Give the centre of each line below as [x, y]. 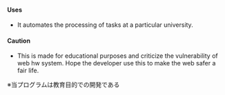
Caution [19, 41]
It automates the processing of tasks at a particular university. [105, 25]
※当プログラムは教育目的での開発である [63, 85]
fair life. [28, 71]
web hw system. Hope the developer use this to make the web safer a [116, 63]
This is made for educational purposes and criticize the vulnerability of [118, 56]
